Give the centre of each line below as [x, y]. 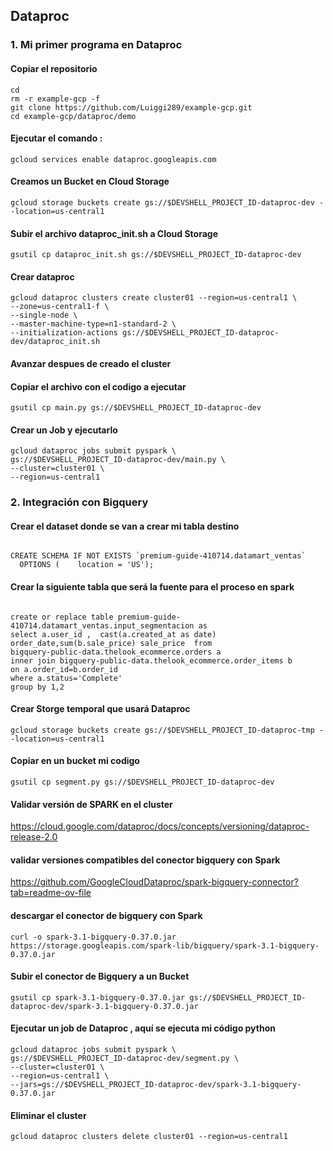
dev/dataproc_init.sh [55, 342]
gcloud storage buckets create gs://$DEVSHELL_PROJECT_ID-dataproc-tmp [162, 730]
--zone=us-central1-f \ [60, 307]
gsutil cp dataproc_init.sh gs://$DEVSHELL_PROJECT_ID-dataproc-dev [156, 255]
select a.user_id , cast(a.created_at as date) [113, 634]
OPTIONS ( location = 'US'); [87, 565]
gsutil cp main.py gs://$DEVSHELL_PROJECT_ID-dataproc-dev [136, 408]
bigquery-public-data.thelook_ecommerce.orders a [116, 652]
